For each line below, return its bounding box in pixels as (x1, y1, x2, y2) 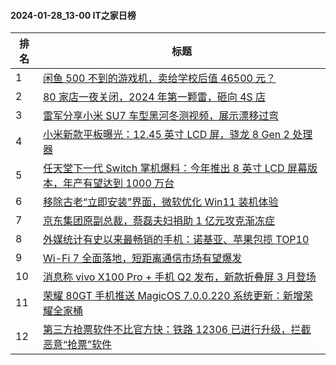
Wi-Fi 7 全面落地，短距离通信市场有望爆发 (42, 251, 243, 265)
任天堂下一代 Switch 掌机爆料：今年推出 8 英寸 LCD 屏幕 (42, 161, 308, 175)
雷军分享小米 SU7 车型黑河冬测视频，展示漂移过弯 (42, 109, 280, 123)
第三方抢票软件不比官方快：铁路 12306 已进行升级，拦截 (42, 323, 312, 337)
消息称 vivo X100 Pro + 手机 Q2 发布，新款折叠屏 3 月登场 (42, 270, 317, 284)
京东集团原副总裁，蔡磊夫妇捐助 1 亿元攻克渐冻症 (42, 214, 275, 228)
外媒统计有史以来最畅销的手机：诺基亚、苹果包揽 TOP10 (42, 233, 310, 247)
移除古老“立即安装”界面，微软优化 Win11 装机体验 (42, 195, 279, 209)
